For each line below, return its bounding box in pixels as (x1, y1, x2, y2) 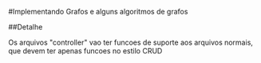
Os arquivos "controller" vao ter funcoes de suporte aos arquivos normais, (8, 37, 254, 47)
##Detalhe (8, 22, 43, 31)
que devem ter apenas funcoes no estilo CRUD (8, 46, 163, 55)
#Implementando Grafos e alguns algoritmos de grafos (8, 7, 188, 16)
